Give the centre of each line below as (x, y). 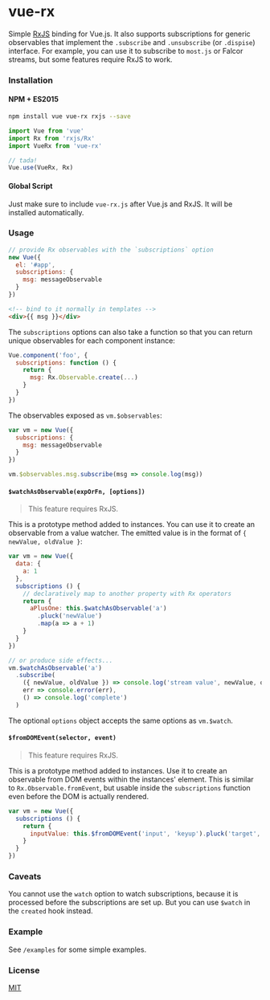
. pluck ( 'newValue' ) (70, 616)
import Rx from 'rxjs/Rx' (51, 138)
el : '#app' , (36, 265)
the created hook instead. (51, 911)
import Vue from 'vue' (46, 131)
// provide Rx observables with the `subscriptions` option (111, 250)
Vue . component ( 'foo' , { (48, 355)
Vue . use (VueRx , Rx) (41, 168)
